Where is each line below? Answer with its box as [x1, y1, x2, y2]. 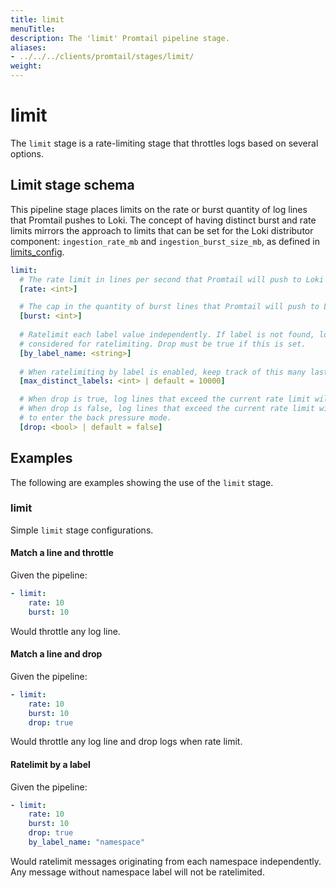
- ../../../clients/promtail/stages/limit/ [10, 52, 195, 62]
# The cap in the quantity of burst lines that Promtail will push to [19, 302, 320, 312]
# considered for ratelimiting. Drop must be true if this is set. [19, 339, 307, 349]
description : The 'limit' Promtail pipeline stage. [10, 33, 230, 43]
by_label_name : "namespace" [28, 837, 145, 848]
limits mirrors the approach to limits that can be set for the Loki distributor [10, 224, 314, 236]
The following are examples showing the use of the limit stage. [10, 476, 274, 488]
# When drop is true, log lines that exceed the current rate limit [19, 394, 311, 405]
